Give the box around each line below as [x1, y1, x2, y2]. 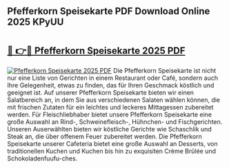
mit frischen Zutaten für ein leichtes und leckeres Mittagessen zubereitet [7, 103, 214, 111]
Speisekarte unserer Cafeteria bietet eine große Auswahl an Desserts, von [7, 140, 218, 147]
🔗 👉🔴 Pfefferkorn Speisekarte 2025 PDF [7, 45, 186, 56]
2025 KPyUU [7, 17, 64, 28]
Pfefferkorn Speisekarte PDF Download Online [7, 6, 210, 17]
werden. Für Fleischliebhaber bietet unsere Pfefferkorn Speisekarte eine [7, 110, 212, 118]
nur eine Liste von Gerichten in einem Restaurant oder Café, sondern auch [7, 74, 219, 82]
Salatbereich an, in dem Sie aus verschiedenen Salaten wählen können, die [7, 96, 221, 104]
